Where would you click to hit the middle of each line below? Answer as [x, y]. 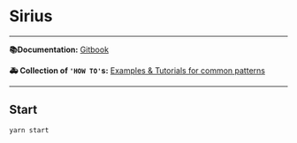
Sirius [31, 16]
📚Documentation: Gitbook [59, 49]
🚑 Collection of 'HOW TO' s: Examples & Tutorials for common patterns [137, 70]
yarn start [29, 130]
